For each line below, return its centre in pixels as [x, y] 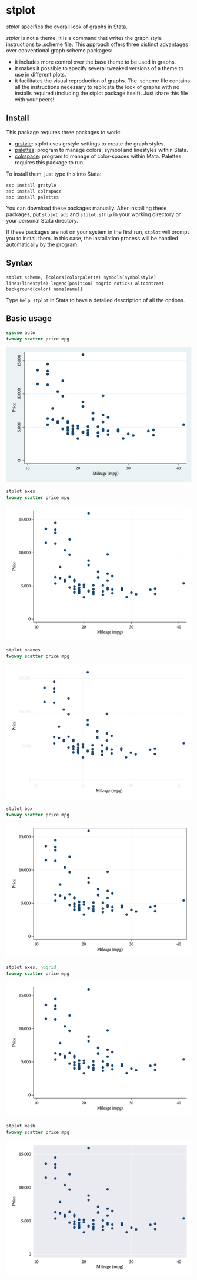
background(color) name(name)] [44, 289]
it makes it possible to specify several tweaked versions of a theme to [99, 68]
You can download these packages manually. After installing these [86, 208]
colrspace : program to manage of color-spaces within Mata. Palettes [98, 156]
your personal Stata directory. [42, 220]
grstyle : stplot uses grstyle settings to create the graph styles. [90, 143]
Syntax [19, 263]
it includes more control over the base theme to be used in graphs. [95, 62]
